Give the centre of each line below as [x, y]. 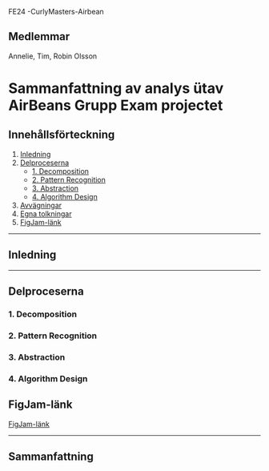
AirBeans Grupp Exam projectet [116, 105]
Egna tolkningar [46, 213]
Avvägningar [41, 205]
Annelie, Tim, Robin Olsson [53, 56]
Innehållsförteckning [62, 135]
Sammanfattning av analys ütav [116, 88]
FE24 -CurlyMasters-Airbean [56, 12]
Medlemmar [39, 36]
